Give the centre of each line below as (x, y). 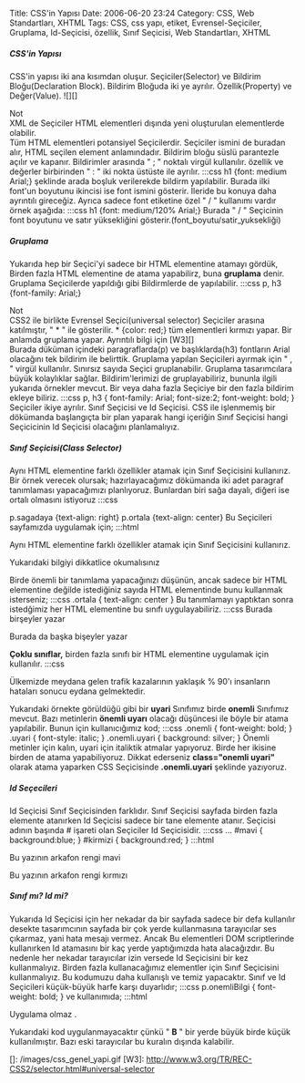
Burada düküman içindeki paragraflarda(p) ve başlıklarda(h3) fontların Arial (150, 349)
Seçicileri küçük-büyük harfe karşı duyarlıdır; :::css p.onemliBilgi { (132, 986)
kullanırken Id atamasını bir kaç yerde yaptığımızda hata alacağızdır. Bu (142, 948)
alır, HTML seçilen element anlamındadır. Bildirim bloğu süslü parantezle (144, 152)
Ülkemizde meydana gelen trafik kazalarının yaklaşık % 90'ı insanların (140, 681)
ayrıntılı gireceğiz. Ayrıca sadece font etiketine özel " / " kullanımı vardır (143, 201)
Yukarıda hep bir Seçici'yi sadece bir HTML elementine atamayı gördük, (144, 263)
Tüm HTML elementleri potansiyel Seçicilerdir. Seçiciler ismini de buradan (147, 142)
